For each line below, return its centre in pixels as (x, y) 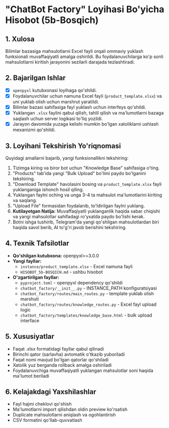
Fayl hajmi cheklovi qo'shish (42, 404)
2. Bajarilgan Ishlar (36, 78)
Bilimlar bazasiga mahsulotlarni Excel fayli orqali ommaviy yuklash (74, 51)
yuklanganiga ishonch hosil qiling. (48, 189)
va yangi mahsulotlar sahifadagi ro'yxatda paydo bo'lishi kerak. (79, 216)
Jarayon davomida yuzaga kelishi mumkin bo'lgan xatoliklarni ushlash (86, 124)
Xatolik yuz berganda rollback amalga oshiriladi (62, 365)
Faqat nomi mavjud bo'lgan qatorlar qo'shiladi (61, 359)
